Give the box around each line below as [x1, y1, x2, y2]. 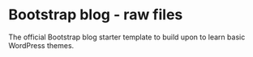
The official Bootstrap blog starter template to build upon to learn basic [8, 32, 246, 42]
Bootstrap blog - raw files [8, 6, 183, 24]
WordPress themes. [8, 40, 75, 50]
